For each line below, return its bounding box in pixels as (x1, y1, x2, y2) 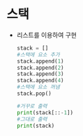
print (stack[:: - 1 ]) (16, 109, 74, 116)
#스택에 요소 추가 (16, 51, 60, 58)
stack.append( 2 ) (16, 64, 64, 71)
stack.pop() (16, 90, 52, 98)
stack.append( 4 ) (16, 77, 64, 84)
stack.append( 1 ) (16, 57, 64, 65)
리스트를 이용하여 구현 (16, 31, 77, 39)
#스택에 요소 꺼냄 (16, 84, 60, 91)
